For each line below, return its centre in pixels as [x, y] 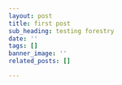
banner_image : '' [38, 53]
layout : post [30, 16]
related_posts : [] [39, 62]
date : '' [23, 38]
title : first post [39, 23]
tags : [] [23, 46]
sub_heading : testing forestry [61, 31]
